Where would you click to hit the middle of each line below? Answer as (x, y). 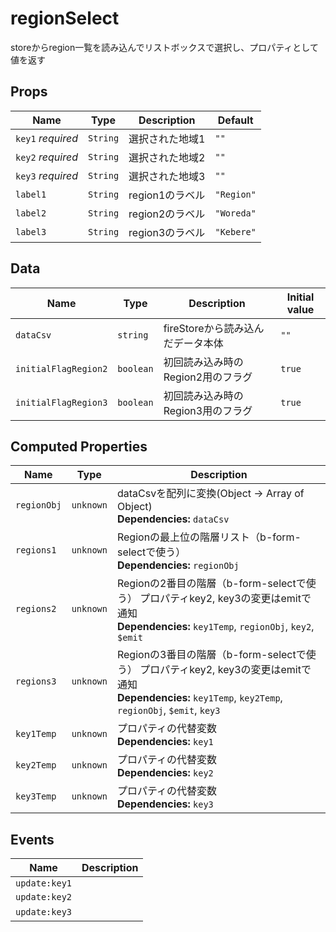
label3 (31, 231)
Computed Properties (79, 446)
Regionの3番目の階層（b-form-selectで (211, 655)
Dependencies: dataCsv (173, 519)
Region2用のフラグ (208, 377)
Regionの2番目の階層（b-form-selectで (211, 584)
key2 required (46, 157)
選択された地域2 (167, 157)
